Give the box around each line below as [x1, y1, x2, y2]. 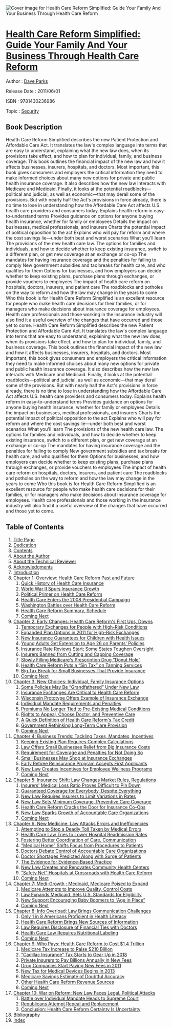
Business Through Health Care [6, 50, 139, 62]
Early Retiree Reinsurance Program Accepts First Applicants [20, 760, 147, 766]
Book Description [6, 123, 62, 132]
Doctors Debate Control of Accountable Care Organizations [20, 848, 146, 854]
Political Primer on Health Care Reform [20, 591, 102, 597]
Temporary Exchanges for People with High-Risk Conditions [20, 623, 148, 630]
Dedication [13, 542, 36, 548]
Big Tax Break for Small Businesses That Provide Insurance [20, 667, 146, 673]
